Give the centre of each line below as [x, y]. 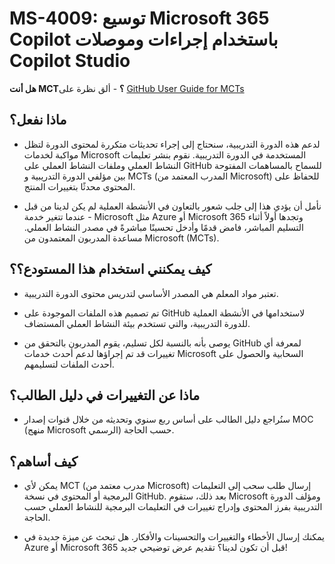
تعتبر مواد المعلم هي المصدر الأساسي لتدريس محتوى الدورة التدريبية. [151, 293]
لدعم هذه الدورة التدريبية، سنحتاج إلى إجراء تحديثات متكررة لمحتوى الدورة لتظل [172, 144]
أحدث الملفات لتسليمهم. [69, 364]
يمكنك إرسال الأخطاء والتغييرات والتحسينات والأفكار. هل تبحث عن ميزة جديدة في [174, 537]
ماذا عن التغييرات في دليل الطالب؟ [105, 395]
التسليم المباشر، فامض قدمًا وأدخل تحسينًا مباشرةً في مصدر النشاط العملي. [163, 227]
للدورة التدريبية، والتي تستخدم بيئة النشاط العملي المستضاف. [137, 323]
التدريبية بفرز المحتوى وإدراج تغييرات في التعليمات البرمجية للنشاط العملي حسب [173, 507]
